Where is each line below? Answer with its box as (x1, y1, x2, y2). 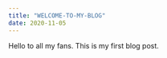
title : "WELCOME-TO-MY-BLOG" (8, 11, 106, 20)
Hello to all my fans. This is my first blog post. (8, 41, 159, 50)
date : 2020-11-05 (8, 19, 67, 27)
